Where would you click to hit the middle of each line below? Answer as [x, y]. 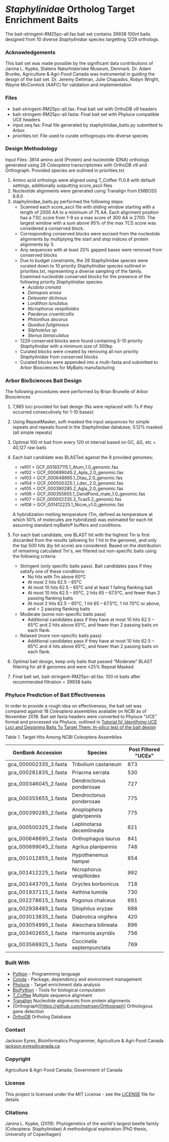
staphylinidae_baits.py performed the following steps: [68, 201]
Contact [15, 1030]
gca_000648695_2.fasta [37, 839]
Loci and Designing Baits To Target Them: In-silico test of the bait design [80, 727]
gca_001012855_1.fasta [37, 858]
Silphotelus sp [42, 330]
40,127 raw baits [29, 448]
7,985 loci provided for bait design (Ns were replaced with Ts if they [83, 407]
